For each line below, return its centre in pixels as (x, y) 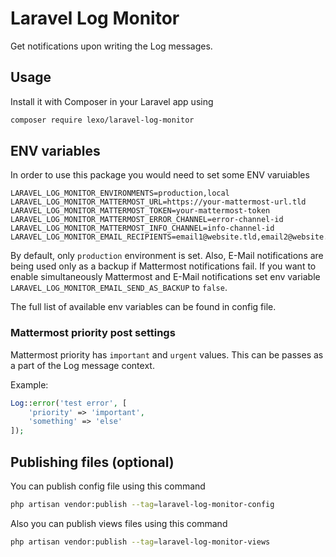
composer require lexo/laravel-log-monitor (102, 120)
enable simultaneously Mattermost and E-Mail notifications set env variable (165, 277)
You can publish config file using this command (108, 486)
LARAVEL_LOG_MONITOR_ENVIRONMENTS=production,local (120, 193)
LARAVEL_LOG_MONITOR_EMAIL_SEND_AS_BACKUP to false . (119, 288)
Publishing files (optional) (92, 462)
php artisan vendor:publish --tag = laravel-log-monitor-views (140, 542)
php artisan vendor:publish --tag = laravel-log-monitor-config (142, 505)
